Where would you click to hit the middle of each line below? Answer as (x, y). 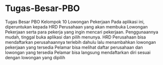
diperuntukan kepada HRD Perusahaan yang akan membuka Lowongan (76, 26)
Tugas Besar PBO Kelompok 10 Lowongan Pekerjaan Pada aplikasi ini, (75, 22)
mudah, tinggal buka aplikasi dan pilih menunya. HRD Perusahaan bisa (75, 37)
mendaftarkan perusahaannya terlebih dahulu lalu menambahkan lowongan (81, 42)
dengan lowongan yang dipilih (35, 57)
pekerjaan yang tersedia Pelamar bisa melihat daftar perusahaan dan (74, 47)
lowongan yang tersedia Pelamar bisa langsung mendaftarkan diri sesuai (78, 52)
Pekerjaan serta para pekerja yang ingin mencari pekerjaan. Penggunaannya (82, 32)
